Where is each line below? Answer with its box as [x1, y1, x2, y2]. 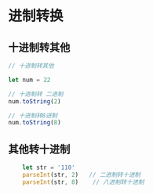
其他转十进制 [8, 142, 71, 156]
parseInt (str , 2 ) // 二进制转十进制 [22, 171, 141, 178]
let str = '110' [22, 163, 76, 172]
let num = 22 [8, 76, 51, 84]
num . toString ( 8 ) [8, 119, 61, 127]
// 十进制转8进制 [8, 111, 57, 120]
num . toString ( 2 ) [8, 97, 61, 106]
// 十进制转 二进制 [8, 90, 64, 98]
